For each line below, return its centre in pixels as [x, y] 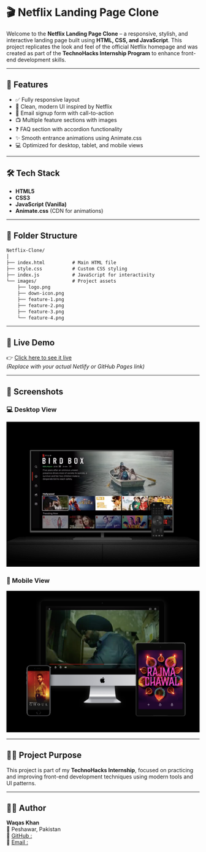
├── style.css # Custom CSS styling [67, 269]
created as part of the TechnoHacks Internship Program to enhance [93, 53]
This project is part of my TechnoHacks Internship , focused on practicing [100, 770]
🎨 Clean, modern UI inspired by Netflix [63, 106]
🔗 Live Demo [31, 343]
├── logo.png [34, 287]
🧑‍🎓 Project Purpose [44, 755]
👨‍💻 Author [26, 808]
